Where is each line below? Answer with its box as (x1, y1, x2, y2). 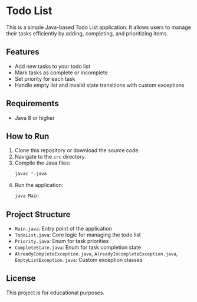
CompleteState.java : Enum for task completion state (14, 244, 142, 251)
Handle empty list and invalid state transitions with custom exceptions (14, 81, 185, 88)
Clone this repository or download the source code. (14, 147, 140, 154)
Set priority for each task (14, 75, 75, 82)
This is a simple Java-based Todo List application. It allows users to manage (6, 24, 192, 31)
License (6, 273, 36, 284)
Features (6, 47, 40, 57)
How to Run (6, 131, 50, 141)
